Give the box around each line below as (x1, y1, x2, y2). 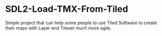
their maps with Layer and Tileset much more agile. (5, 25, 112, 31)
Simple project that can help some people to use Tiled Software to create (5, 20, 157, 26)
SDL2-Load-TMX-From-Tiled (5, 3, 129, 15)
